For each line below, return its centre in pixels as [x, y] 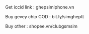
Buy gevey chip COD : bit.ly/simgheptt [45, 17]
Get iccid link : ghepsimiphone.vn [40, 7]
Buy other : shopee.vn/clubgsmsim [41, 26]
